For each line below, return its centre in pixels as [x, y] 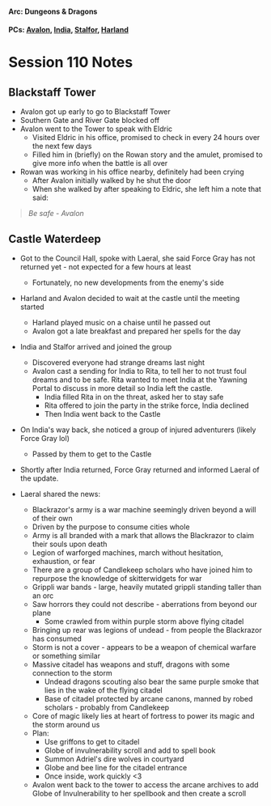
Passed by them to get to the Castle [92, 454]
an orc [43, 596]
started [32, 307]
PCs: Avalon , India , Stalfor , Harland [69, 30]
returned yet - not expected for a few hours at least [106, 267]
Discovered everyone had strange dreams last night [118, 363]
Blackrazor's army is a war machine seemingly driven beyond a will [144, 509]
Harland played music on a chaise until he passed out [121, 322]
